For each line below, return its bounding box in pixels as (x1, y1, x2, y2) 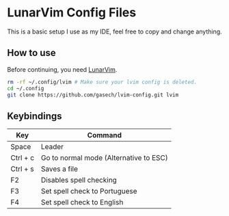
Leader (40, 142, 64, 152)
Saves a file (40, 164, 79, 174)
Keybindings (7, 110, 63, 122)
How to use (7, 47, 56, 59)
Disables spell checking (40, 176, 118, 185)
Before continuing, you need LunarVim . (7, 65, 118, 73)
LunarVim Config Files (7, 5, 137, 21)
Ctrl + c (10, 153, 35, 163)
